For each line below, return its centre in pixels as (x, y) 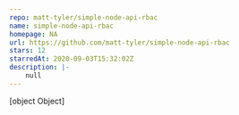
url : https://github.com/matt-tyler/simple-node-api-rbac (119, 42)
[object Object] (37, 101)
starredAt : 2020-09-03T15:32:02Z (72, 59)
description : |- (39, 68)
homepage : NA (34, 34)
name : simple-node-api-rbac (62, 26)
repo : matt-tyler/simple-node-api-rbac (84, 17)
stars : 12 (28, 51)
